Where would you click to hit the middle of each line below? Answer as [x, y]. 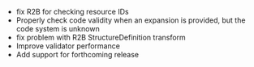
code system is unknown [58, 29]
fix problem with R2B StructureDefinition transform [101, 37]
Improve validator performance [68, 46]
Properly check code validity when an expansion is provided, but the [131, 20]
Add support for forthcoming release [77, 54]
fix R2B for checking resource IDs [72, 12]
